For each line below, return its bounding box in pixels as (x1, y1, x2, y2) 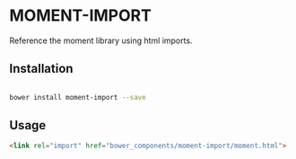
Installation (9, 61, 74, 76)
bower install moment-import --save (9, 93, 146, 102)
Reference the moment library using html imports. (9, 35, 193, 46)
